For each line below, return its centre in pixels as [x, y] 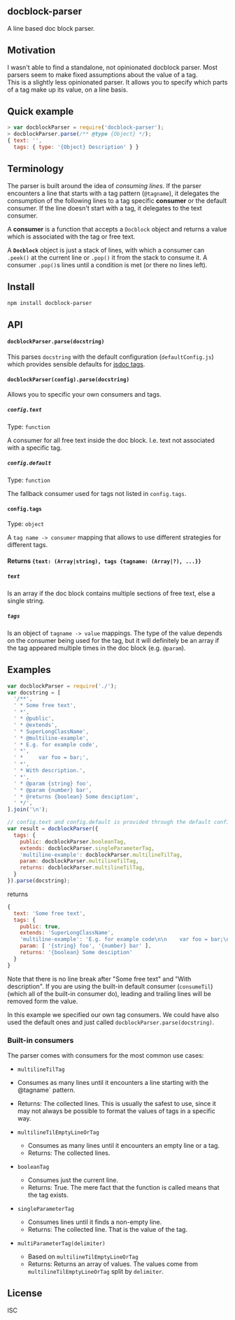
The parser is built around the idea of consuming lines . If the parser [104, 185]
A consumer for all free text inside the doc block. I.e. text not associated [111, 441]
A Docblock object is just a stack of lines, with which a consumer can [106, 250]
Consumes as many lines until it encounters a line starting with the [113, 1083]
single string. [26, 600]
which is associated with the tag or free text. [71, 236]
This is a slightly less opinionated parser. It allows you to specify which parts [117, 82]
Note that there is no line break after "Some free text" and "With [99, 979]
